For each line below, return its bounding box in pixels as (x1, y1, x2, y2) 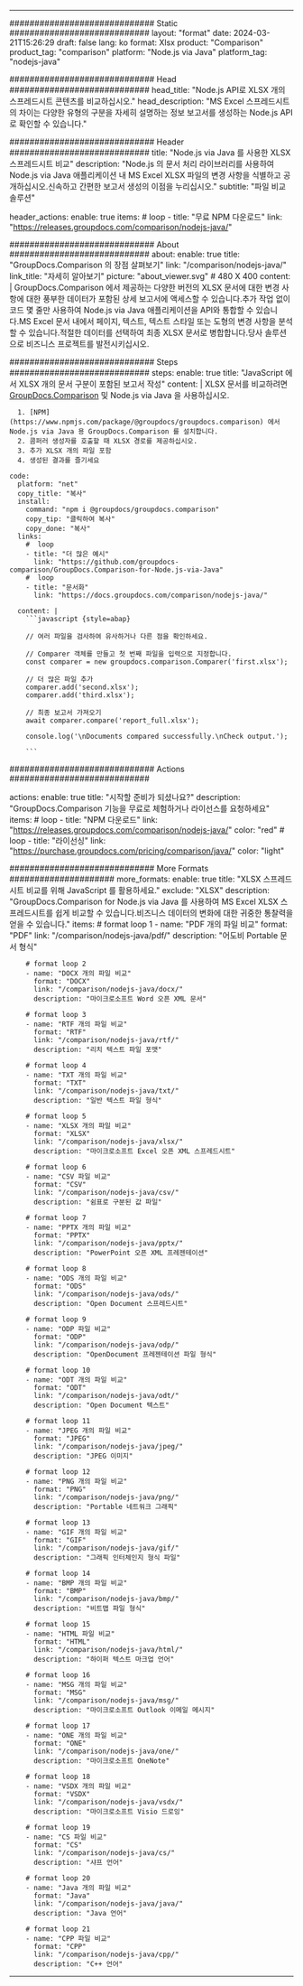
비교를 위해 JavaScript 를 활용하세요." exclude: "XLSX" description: (25, 885, 271, 895)
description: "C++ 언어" (32, 1960, 124, 1969)
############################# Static (9, 18, 179, 28)
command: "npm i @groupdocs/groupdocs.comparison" (25, 505, 220, 514)
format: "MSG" (32, 1688, 87, 1697)
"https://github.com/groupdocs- (57, 557, 179, 566)
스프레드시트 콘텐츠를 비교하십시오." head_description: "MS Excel (9, 96, 245, 107)
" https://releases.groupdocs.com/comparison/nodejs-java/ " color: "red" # (9, 825, 285, 835)
